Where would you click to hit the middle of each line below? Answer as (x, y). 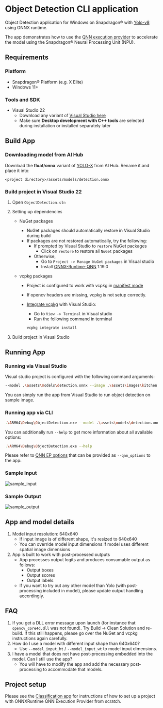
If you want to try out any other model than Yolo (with (73, 585)
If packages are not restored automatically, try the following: (87, 241)
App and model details (40, 522)
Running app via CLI (29, 413)
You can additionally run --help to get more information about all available (79, 432)
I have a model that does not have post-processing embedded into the (82, 654)
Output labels (40, 580)
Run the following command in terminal (73, 319)
